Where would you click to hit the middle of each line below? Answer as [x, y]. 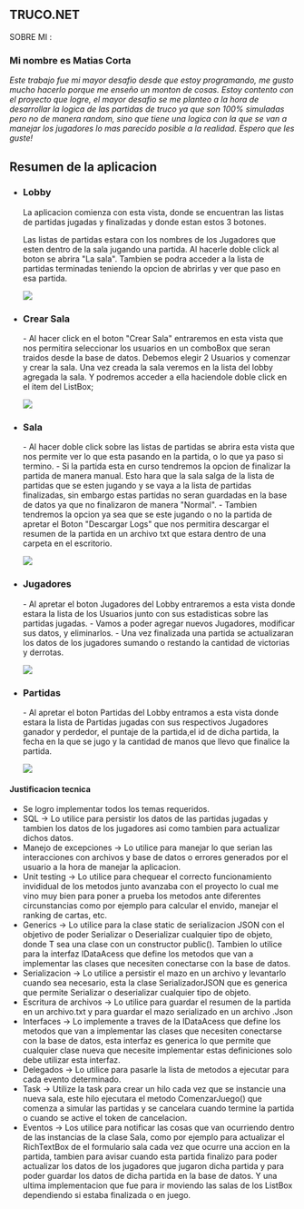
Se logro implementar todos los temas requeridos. [116, 809]
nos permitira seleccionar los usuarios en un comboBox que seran [146, 348]
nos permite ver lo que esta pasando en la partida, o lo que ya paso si [153, 457]
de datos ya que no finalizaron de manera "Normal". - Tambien [139, 505]
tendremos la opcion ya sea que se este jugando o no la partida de [147, 515]
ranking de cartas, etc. [64, 916]
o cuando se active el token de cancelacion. [105, 1118]
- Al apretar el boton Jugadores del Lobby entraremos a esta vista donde [159, 604]
